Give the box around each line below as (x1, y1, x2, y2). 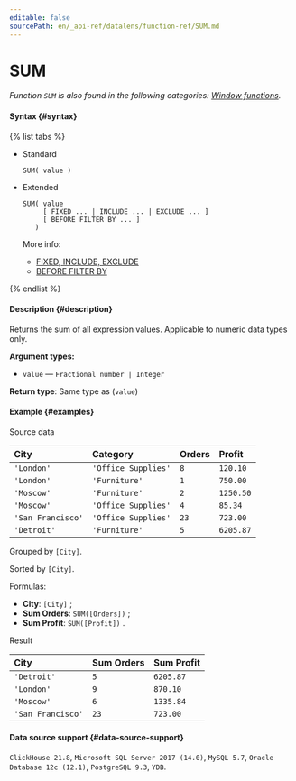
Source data (9, 427, 55, 437)
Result (9, 635, 33, 646)
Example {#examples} (9, 407, 95, 418)
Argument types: (9, 351, 75, 362)
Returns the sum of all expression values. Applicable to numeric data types (9, 324, 288, 335)
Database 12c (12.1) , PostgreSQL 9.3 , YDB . (9, 761, 167, 772)
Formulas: (9, 581, 47, 592)
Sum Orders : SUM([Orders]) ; (22, 608, 131, 619)
